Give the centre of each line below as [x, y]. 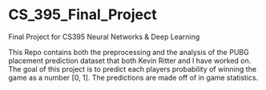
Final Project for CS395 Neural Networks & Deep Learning [104, 37]
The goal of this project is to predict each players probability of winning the [133, 68]
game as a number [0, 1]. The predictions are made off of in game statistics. [133, 77]
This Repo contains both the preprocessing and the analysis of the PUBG [129, 52]
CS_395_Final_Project [83, 15]
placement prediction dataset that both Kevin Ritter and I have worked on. [130, 61]
